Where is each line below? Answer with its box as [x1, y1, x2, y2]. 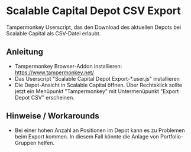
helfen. [37, 139, 55, 146]
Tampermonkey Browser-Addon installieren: [14, 62, 122, 70]
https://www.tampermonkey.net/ [14, 69, 95, 76]
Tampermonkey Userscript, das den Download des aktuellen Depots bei [6, 24, 182, 31]
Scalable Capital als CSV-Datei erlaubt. [6, 29, 101, 37]
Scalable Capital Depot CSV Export [6, 4, 182, 18]
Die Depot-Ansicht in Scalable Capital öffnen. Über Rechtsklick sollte [14, 81, 182, 88]
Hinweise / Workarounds [6, 111, 99, 121]
